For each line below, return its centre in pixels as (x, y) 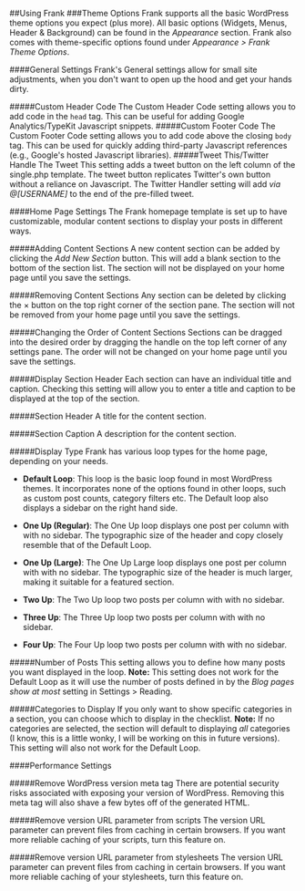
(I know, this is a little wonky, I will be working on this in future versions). (145, 738)
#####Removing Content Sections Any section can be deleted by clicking (148, 295)
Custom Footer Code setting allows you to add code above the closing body (151, 135)
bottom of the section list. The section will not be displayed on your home (147, 268)
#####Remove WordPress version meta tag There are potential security (144, 783)
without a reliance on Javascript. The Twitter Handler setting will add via (145, 184)
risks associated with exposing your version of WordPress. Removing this (147, 793)
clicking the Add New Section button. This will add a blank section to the (145, 258)
